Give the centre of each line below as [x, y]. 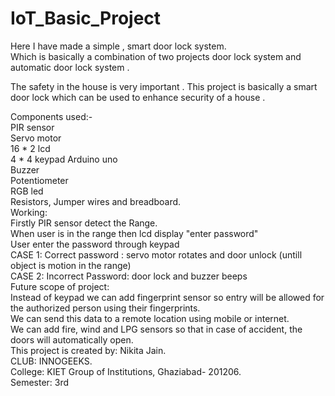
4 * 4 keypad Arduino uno [64, 159]
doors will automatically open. [72, 339]
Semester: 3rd [40, 382]
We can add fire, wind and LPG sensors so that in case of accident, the [156, 329]
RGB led [27, 191]
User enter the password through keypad [95, 244]
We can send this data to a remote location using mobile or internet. [150, 318]
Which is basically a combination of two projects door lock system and [156, 56]
